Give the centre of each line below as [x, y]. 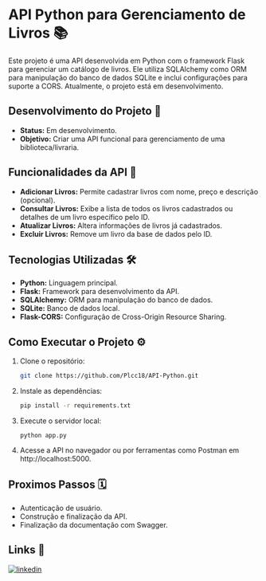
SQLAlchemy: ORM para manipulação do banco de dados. [116, 300]
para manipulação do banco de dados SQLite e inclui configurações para [128, 77]
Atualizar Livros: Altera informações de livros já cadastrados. [121, 226]
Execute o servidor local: [61, 421]
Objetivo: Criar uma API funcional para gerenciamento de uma [122, 139]
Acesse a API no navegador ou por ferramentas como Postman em [129, 450]
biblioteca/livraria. [49, 147]
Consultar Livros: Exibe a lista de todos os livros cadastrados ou [126, 208]
